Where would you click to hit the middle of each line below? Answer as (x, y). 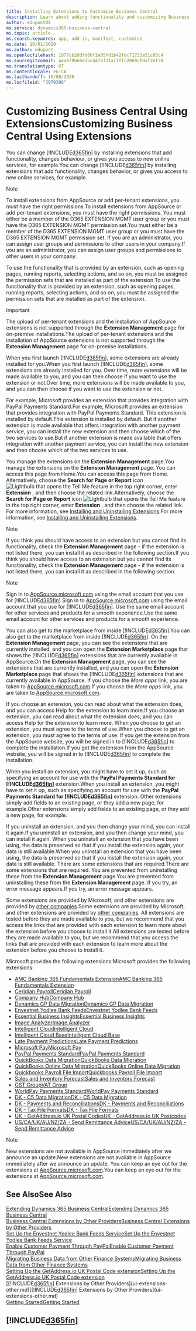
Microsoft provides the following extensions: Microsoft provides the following (99, 961)
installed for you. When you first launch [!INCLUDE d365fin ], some (85, 364)
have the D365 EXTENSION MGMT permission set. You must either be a (92, 225)
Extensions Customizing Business (90, 124)
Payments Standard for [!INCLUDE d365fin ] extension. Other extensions (94, 796)
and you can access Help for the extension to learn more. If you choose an (95, 710)
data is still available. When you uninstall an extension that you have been (94, 851)
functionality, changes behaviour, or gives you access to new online (88, 158)
